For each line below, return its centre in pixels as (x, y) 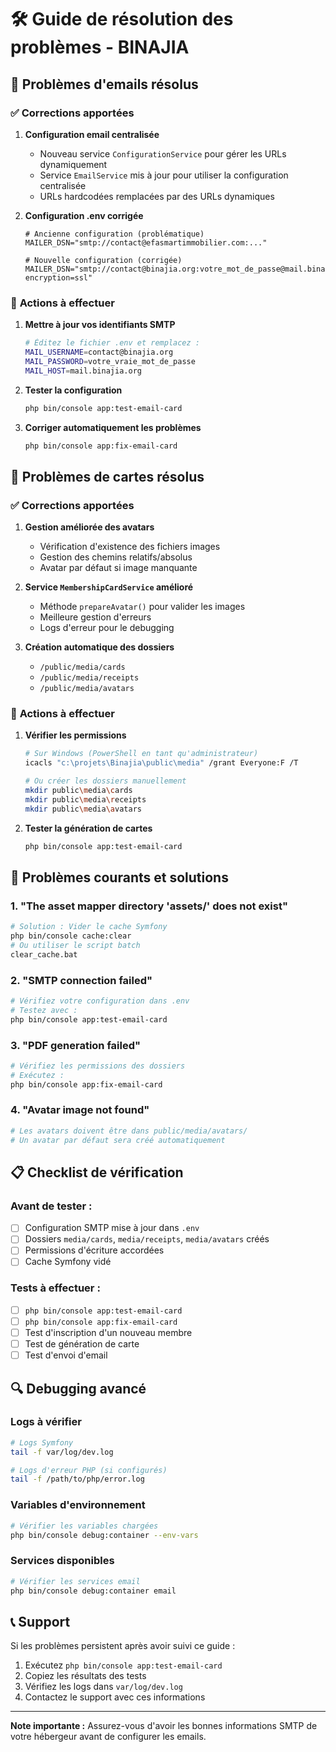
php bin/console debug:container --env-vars (104, 1535)
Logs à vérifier (46, 1422)
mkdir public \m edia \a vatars (83, 809)
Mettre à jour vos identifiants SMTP (100, 325)
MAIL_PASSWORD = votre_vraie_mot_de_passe (110, 361)
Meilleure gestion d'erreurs (95, 617)
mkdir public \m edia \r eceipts (85, 799)
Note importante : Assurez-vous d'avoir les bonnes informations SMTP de (164, 1726)
